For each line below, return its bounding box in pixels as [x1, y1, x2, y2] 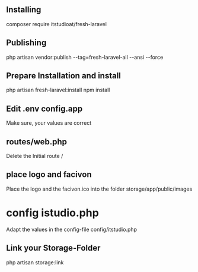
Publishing [6, 38, 47, 48]
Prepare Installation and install [6, 71, 122, 81]
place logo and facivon [6, 169, 92, 180]
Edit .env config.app [6, 103, 83, 113]
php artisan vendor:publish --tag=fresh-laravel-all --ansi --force [6, 53, 164, 61]
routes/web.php [6, 137, 67, 147]
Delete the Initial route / [6, 153, 63, 160]
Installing [6, 5, 41, 15]
